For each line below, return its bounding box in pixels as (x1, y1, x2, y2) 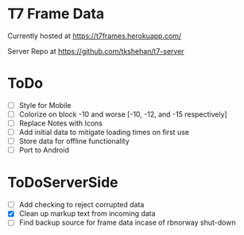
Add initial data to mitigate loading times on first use (18, 128, 190, 137)
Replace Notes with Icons (18, 118, 103, 128)
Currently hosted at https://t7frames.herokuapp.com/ (7, 31, 182, 40)
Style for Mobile (18, 100, 72, 110)
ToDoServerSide (7, 174, 118, 191)
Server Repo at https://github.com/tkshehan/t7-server (7, 46, 184, 56)
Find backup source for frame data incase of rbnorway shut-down (18, 218, 236, 227)
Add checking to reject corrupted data (18, 200, 145, 210)
